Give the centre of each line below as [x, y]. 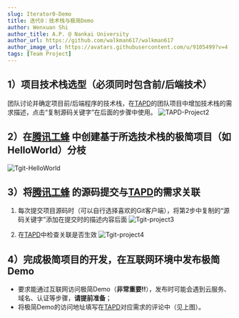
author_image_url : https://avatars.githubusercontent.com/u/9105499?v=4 [118, 47]
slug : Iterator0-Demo [40, 14]
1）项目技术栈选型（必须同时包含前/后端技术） [110, 85]
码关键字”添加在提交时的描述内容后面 [72, 219]
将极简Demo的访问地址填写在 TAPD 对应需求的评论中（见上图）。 [111, 307]
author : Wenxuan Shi [38, 27]
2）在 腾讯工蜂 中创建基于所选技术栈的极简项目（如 [119, 137]
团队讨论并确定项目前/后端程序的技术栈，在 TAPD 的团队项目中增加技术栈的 [117, 103]
